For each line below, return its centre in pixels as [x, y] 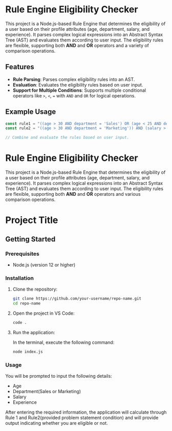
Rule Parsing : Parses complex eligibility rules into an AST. [74, 79]
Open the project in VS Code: [44, 313]
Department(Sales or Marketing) [47, 392]
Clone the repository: [35, 289]
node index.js [28, 352]
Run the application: [34, 332]
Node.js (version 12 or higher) [44, 265]
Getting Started [30, 239]
